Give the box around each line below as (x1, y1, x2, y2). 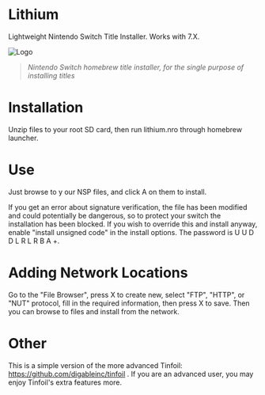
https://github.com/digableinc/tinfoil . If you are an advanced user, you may (8, 369, 254, 378)
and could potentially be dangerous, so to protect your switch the (8, 211, 221, 220)
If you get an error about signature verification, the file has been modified (8, 202, 248, 211)
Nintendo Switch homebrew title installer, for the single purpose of (27, 62, 244, 72)
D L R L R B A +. (8, 236, 60, 245)
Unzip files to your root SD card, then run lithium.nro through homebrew (8, 124, 243, 134)
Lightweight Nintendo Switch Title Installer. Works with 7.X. (8, 32, 200, 41)
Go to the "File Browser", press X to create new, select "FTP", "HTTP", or (8, 290, 245, 299)
